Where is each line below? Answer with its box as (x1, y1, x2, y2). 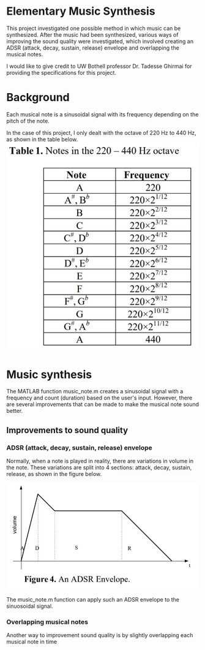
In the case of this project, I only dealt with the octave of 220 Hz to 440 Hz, (6, 129, 197, 136)
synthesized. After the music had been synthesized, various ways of (6, 31, 179, 38)
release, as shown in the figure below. (6, 470, 102, 478)
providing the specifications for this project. (6, 69, 116, 76)
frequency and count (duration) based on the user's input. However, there (6, 394, 193, 402)
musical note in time (6, 638, 57, 646)
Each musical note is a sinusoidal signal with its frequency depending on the (6, 110, 199, 118)
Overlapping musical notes (6, 618, 89, 626)
